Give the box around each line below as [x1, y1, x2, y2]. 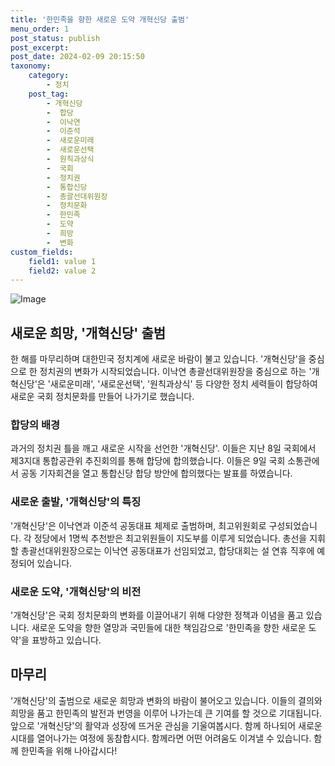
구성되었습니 [268, 519, 318, 531]
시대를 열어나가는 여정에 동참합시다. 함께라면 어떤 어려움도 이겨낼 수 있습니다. [10, 732, 312, 744]
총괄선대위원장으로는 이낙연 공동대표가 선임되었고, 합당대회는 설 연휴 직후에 [20, 544, 315, 556]
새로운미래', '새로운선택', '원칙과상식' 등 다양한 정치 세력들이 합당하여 [49, 378, 318, 390]
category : [28, 71, 70, 81]
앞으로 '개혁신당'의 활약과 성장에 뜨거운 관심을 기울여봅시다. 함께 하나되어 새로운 [10, 719, 323, 731]
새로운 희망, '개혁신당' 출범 [10, 324, 167, 341]
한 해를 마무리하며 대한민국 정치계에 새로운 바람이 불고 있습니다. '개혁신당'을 [10, 353, 307, 365]
